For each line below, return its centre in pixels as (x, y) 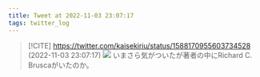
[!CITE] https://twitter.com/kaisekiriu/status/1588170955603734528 (139, 45)
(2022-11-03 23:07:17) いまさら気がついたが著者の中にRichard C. (140, 55)
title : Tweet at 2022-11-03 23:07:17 (71, 15)
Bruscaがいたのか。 (60, 65)
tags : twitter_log (39, 23)
